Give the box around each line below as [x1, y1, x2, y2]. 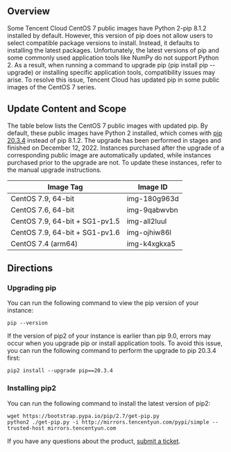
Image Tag [47, 182, 83, 191]
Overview [7, 6, 51, 17]
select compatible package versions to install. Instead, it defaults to [7, 38, 200, 47]
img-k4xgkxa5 [126, 238, 176, 248]
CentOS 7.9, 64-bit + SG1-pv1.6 [10, 227, 120, 237]
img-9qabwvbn [126, 205, 178, 214]
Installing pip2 [7, 383, 57, 393]
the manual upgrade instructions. [7, 166, 102, 174]
